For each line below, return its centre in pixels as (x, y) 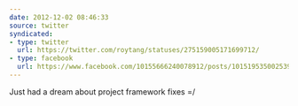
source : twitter (39, 26)
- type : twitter (39, 42)
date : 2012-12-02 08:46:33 (59, 17)
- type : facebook (41, 58)
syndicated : (31, 34)
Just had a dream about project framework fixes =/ (102, 91)
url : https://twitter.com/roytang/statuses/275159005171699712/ (138, 50)
